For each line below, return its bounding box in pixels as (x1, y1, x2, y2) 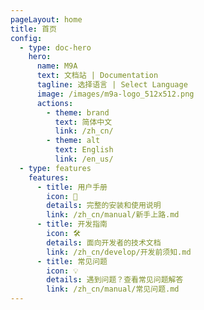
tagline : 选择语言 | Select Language (36, 80, 188, 90)
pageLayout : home (10, 14, 83, 25)
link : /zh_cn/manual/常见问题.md (46, 284, 180, 295)
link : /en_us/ (54, 154, 114, 164)
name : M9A (36, 61, 78, 71)
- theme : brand (46, 107, 110, 118)
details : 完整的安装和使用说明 (46, 201, 162, 211)
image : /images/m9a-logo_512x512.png (36, 89, 195, 99)
